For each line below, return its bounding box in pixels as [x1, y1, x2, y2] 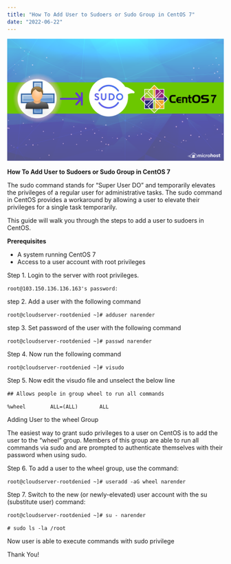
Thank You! [7, 550, 40, 558]
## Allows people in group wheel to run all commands [7, 390, 165, 397]
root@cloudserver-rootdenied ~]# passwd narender [7, 338, 153, 345]
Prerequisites [7, 237, 47, 245]
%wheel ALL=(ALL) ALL [7, 403, 109, 410]
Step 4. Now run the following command [7, 350, 122, 358]
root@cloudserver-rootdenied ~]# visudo [7, 364, 125, 371]
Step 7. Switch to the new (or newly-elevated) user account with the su [7, 490, 208, 498]
